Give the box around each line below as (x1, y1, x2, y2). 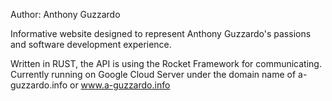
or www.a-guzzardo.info (69, 79, 171, 91)
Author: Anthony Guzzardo (10, 9, 121, 20)
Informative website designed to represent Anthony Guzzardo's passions (10, 28, 312, 39)
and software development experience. (10, 39, 172, 50)
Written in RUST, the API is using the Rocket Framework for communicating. (10, 58, 322, 69)
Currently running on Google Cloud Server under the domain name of (10, 69, 297, 80)
